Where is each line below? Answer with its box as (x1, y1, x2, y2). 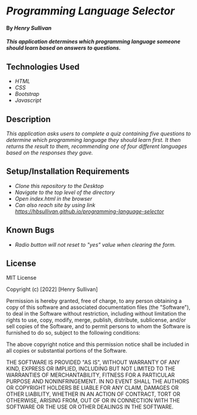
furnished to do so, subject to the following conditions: (6, 329, 140, 337)
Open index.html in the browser (14, 195, 93, 202)
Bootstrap (14, 90, 40, 98)
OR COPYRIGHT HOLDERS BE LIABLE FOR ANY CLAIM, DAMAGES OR (6, 384, 179, 392)
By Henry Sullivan (6, 24, 52, 31)
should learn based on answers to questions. (6, 44, 121, 52)
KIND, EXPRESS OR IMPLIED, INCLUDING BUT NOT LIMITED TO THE (6, 365, 176, 372)
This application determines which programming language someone (6, 38, 181, 46)
